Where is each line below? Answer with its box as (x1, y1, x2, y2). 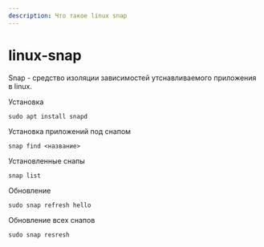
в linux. (8, 81, 32, 91)
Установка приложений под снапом (8, 126, 131, 136)
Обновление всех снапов (8, 215, 95, 225)
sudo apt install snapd (8, 112, 88, 120)
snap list (8, 172, 42, 180)
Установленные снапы (8, 156, 86, 165)
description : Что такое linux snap (8, 11, 128, 20)
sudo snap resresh (8, 230, 70, 239)
